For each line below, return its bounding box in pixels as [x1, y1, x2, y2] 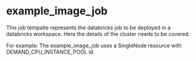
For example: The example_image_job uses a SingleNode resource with [6, 42, 182, 49]
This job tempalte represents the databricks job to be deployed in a [6, 24, 171, 31]
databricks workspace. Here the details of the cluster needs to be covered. [6, 30, 191, 37]
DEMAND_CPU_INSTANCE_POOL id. [6, 48, 95, 55]
